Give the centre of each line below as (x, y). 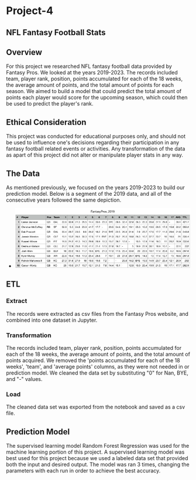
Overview (24, 52)
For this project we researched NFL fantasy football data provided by (89, 66)
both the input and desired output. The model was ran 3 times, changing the (98, 465)
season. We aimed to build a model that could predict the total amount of (94, 91)
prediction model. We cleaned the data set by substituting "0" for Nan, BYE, (97, 373)
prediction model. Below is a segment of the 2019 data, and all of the (89, 194)
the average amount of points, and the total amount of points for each (90, 85)
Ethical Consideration (46, 122)
